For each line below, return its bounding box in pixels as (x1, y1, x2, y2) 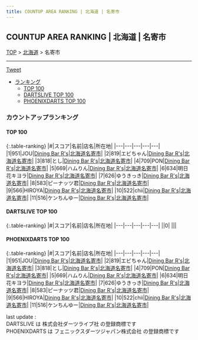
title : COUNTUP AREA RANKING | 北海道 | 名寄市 (6, 8, 120, 15)
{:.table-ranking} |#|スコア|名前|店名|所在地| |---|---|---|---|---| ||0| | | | (6, 222, 177, 229)
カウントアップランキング (6, 114, 78, 122)
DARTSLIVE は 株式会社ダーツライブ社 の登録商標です (6, 320, 137, 327)
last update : (6, 313, 37, 320)
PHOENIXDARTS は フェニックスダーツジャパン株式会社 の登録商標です (6, 328, 180, 335)
